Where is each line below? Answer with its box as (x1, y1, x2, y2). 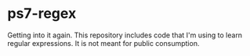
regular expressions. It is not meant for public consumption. (7, 38, 200, 47)
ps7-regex (7, 5, 77, 23)
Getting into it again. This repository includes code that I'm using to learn (7, 30, 243, 40)
